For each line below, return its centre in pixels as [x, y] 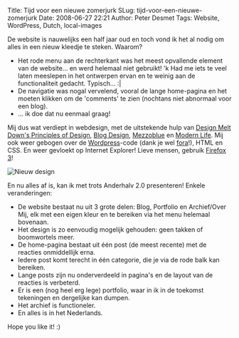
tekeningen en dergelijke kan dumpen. [74, 298]
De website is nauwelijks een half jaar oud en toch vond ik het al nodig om [116, 39]
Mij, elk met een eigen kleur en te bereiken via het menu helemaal [114, 214]
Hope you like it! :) [34, 327]
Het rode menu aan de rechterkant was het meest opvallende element [120, 61]
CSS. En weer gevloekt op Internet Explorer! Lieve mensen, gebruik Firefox [117, 150]
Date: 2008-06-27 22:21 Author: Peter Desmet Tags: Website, [129, 18]
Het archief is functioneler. [57, 305]
